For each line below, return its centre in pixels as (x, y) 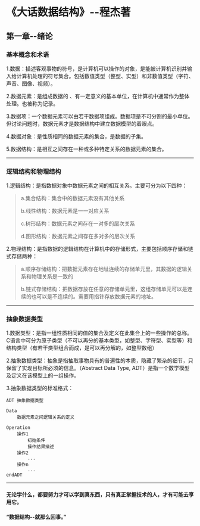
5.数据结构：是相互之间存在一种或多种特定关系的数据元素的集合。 (87, 149)
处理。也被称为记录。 (32, 103)
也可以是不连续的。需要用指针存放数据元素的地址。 (94, 297)
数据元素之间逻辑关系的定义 (46, 418)
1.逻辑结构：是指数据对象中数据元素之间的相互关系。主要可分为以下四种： (97, 186)
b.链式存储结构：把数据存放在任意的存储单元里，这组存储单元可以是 (104, 289)
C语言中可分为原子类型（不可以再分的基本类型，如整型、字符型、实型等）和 (99, 341)
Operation (18, 428)
